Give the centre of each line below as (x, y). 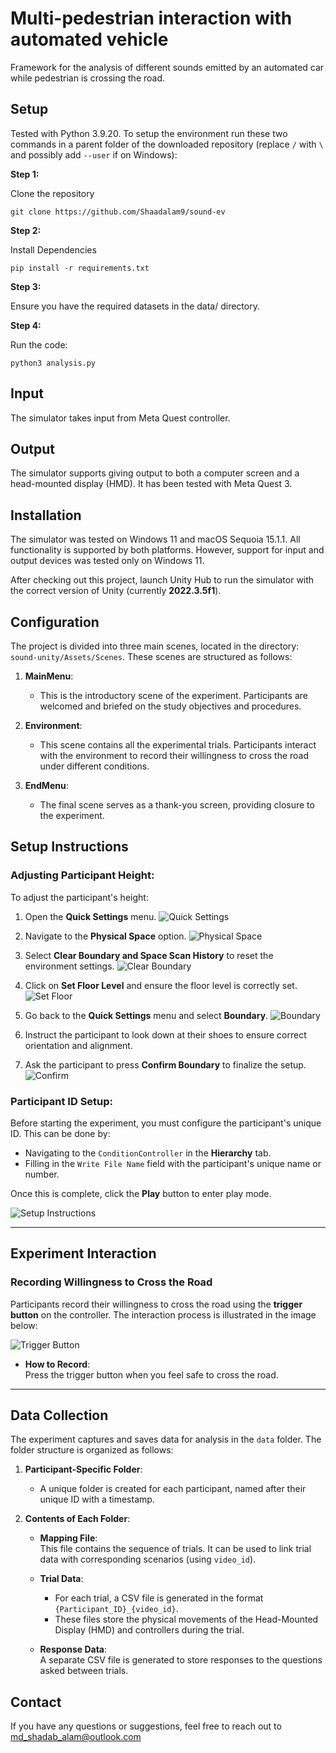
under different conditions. (94, 766)
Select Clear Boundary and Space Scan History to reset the (149, 955)
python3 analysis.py (53, 363)
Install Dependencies (53, 249)
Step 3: (26, 286)
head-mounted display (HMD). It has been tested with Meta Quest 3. (151, 484)
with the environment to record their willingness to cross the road (174, 755)
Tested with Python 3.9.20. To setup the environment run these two (149, 133)
